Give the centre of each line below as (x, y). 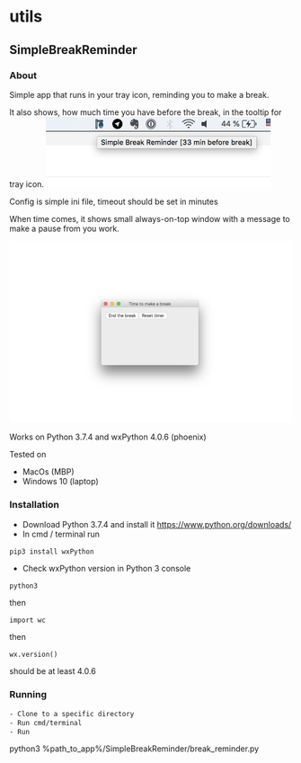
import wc (28, 620)
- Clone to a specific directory (72, 714)
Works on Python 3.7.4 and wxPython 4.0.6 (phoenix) (108, 437)
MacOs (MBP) (48, 472)
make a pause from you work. (64, 228)
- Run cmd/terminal (46, 723)
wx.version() (34, 654)
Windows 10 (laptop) (60, 482)
